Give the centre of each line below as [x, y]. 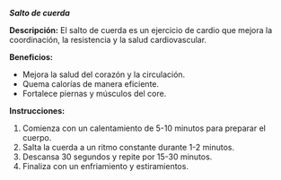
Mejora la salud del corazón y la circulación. [104, 74]
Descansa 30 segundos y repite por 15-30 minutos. [117, 157]
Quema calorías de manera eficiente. [91, 84]
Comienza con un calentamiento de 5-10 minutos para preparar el [144, 128]
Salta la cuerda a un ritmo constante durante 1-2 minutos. [128, 147]
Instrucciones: [37, 111]
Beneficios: [31, 57]
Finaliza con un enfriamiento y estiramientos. [105, 166]
